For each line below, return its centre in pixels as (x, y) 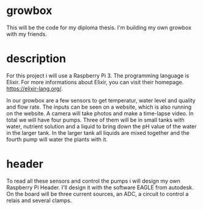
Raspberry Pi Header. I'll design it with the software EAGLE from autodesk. (100, 187)
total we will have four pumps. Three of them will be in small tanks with (95, 120)
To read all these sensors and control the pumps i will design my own (93, 181)
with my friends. (27, 34)
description (36, 59)
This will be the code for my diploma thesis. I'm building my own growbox (99, 27)
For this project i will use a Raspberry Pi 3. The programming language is (98, 75)
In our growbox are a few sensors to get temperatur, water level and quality (101, 100)
